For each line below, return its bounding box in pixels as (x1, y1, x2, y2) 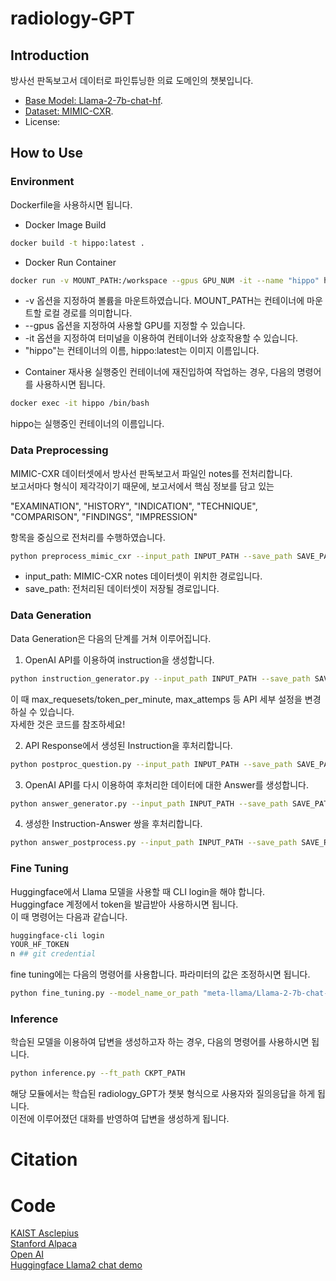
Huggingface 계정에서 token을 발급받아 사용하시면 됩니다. (10, 898, 239, 910)
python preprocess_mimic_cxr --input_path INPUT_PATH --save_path (10, 551, 293, 561)
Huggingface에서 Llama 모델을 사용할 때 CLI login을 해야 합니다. (10, 885, 266, 897)
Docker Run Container (24, 256, 117, 268)
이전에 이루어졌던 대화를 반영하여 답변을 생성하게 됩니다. (10, 1113, 230, 1125)
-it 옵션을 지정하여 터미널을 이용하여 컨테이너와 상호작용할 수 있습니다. (24, 332, 299, 344)
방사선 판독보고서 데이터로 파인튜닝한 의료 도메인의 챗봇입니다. (10, 75, 254, 86)
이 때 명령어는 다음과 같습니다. (10, 910, 128, 922)
